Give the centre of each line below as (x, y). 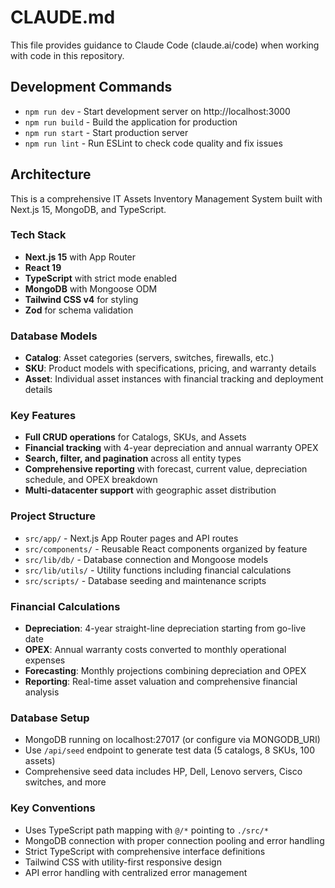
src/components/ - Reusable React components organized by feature (166, 548)
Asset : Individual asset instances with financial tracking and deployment (174, 379)
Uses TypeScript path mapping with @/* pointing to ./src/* (146, 830)
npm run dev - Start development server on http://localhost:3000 (157, 111)
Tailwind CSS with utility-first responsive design (123, 862)
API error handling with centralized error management (136, 872)
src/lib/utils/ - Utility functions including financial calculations (158, 570)
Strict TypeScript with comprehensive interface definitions (145, 851)
